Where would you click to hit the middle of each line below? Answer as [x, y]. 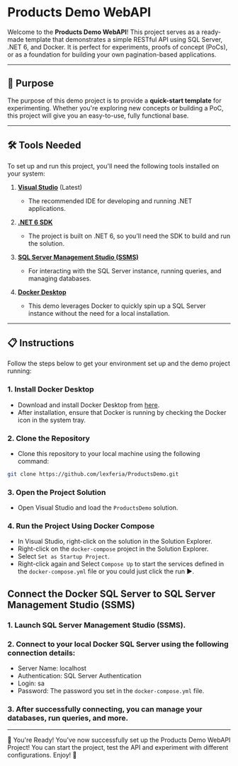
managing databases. [60, 278]
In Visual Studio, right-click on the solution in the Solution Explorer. [115, 542]
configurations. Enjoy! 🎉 [42, 755]
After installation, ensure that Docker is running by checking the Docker [122, 412]
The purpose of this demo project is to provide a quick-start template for [114, 101]
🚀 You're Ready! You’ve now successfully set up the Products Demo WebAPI [119, 740]
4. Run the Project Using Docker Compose [81, 526]
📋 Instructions [41, 343]
